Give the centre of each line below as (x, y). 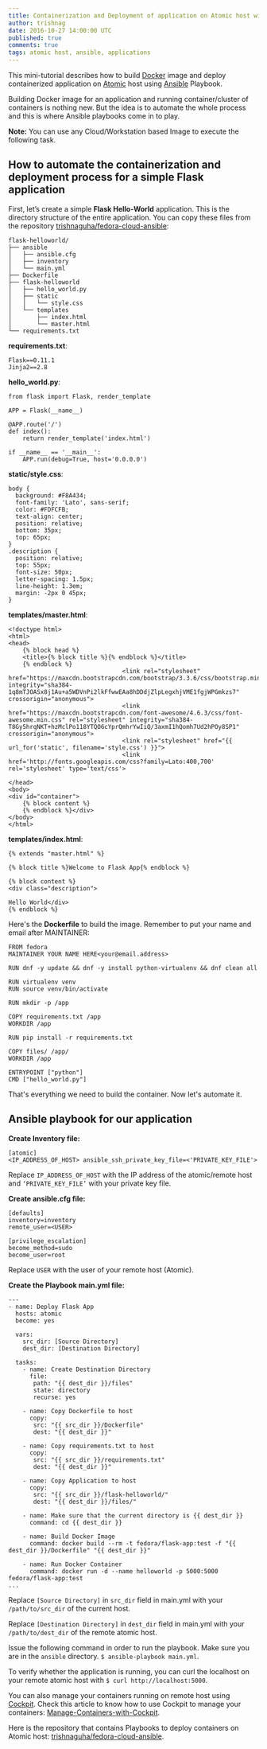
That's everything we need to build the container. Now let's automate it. (125, 1094)
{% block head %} (51, 650)
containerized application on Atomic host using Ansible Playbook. (116, 84)
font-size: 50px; (44, 572)
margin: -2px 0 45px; (51, 593)
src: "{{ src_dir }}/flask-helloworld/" (101, 1494)
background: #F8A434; (51, 495)
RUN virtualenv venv (43, 982)
